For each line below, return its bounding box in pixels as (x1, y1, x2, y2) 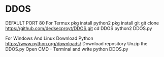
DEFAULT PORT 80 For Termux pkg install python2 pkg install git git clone (5, 20, 159, 26)
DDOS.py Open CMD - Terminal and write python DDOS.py (5, 46, 128, 52)
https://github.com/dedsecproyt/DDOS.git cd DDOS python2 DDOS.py (5, 25, 152, 31)
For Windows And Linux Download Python (5, 35, 93, 41)
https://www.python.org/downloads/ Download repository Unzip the (5, 40, 148, 46)
